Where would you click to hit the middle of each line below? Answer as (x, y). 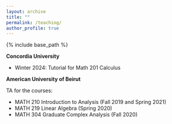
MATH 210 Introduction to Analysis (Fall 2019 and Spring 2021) (90, 102)
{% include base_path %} (37, 45)
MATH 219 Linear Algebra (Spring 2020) (63, 108)
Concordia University (33, 56)
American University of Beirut (43, 79)
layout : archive (26, 12)
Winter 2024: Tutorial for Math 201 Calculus (67, 68)
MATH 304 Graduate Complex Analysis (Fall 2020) (76, 115)
